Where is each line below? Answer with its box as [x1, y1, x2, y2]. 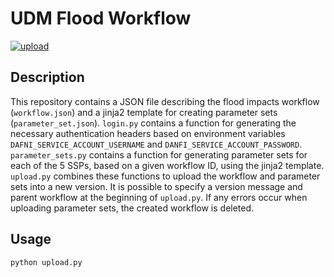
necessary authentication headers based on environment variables [10, 127, 286, 139]
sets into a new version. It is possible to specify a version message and [10, 180, 303, 192]
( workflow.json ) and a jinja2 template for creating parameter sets [10, 106, 278, 118]
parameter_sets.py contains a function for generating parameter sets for [10, 148, 308, 161]
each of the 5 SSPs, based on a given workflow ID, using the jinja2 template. [10, 159, 325, 171]
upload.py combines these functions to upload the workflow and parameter [10, 170, 321, 182]
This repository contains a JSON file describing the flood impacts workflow [10, 95, 320, 107]
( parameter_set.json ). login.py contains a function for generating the [10, 117, 297, 129]
